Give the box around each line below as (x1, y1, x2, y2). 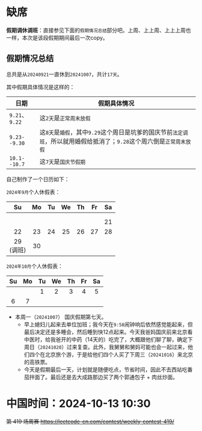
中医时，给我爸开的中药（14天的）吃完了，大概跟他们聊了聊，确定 (23, 335, 188, 343)
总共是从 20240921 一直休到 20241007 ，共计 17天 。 (6, 70, 123, 78)
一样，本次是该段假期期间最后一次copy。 (6, 34, 108, 41)
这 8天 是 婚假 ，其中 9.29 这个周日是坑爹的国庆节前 (39, 128, 173, 136)
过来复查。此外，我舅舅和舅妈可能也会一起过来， (66, 343, 188, 350)
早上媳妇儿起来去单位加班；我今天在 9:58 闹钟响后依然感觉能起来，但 (23, 320, 194, 328)
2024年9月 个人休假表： (6, 188, 61, 196)
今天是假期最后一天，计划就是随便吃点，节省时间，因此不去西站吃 (23, 365, 188, 373)
